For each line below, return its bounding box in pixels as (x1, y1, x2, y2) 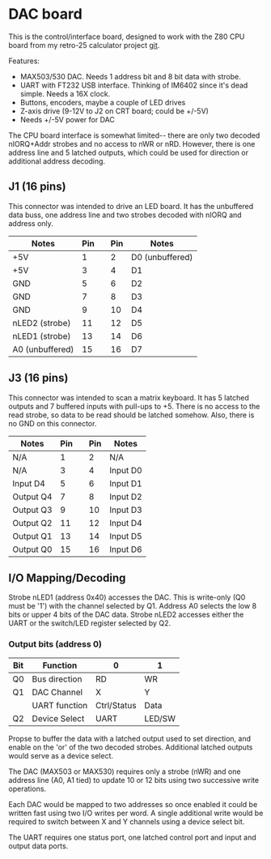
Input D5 (108, 530, 143, 541)
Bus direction (32, 673, 83, 685)
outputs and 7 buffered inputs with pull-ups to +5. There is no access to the (8, 401, 260, 411)
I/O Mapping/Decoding (8, 571, 126, 584)
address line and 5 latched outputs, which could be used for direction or (8, 147, 249, 157)
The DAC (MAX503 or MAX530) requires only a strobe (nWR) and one (8, 767, 241, 776)
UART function (32, 699, 88, 711)
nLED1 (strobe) (12, 330, 71, 341)
